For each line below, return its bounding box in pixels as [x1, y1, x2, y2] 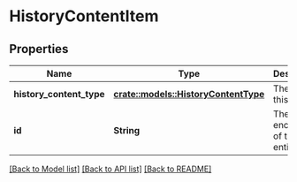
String [113, 125, 141, 136]
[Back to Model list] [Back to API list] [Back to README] [9, 163, 212, 174]
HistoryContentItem [9, 6, 159, 27]
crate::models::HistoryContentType [113, 88, 265, 100]
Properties [9, 42, 69, 57]
